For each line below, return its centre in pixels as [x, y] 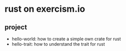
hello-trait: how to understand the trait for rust [58, 44]
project [16, 27]
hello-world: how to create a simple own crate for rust [66, 39]
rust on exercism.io [45, 9]
